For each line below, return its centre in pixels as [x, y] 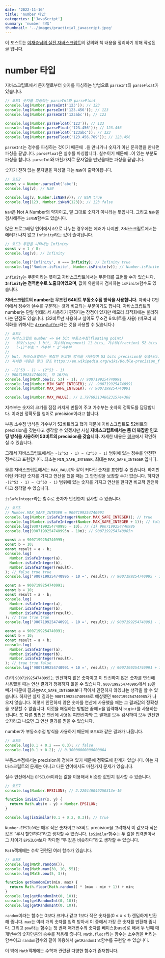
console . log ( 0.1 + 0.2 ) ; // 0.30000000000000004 [56, 750]
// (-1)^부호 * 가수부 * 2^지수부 [39, 348]
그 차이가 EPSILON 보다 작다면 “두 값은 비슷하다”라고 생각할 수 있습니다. [72, 840]
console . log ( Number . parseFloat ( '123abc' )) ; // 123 [58, 133]
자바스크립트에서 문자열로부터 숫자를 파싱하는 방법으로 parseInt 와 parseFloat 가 [82, 85]
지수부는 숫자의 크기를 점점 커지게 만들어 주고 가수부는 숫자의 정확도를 [72, 407]
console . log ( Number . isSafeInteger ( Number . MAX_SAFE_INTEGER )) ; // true [79, 517]
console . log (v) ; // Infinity [35, 254]
